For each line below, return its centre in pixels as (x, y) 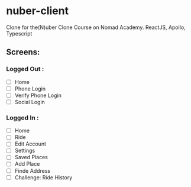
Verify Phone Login (38, 95)
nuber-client (38, 11)
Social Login (30, 102)
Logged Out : (25, 69)
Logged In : (23, 118)
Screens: (23, 52)
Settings (25, 151)
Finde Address (33, 170)
